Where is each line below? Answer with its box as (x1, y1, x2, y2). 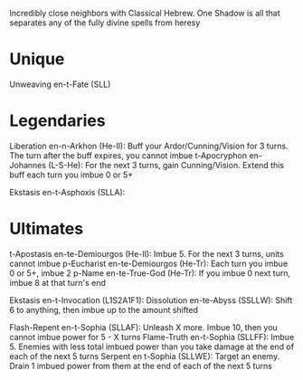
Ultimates (9, 219, 84, 239)
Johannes (9, 159, 47, 170)
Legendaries (9, 110, 106, 131)
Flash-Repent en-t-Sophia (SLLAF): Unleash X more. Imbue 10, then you (9, 321, 278, 333)
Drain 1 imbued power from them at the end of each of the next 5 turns (9, 360, 273, 371)
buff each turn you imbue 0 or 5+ (9, 169, 134, 180)
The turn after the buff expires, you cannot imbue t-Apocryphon (9, 149, 247, 161)
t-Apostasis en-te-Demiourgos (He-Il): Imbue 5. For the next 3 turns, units (9, 248, 285, 259)
